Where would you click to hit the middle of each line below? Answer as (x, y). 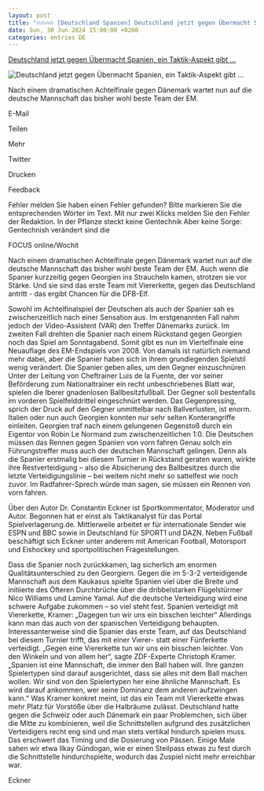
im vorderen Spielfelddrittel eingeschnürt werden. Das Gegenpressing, (122, 401)
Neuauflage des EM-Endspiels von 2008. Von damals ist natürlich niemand (129, 351)
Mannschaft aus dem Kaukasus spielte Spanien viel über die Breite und (123, 581)
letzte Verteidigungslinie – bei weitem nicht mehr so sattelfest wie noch (123, 476)
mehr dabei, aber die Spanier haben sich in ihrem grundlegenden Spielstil (127, 359)
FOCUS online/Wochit (44, 245)
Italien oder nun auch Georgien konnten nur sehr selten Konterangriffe (122, 418)
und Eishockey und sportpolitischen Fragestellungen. (94, 550)
